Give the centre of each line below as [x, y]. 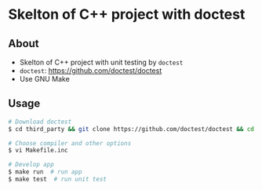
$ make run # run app [45, 172]
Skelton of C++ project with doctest [127, 15]
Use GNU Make [45, 79]
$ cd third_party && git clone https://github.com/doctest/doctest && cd [131, 129]
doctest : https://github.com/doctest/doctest [91, 71]
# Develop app [31, 165]
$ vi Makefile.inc [38, 151]
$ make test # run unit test [58, 179]
